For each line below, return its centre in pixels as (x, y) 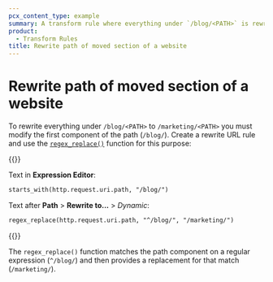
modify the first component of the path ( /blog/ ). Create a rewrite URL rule (132, 135)
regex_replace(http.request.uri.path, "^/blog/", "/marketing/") (121, 220)
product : (23, 31)
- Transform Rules (47, 39)
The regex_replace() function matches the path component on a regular (129, 251)
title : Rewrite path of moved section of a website (97, 46)
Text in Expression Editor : (52, 175)
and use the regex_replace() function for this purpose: (100, 144)
